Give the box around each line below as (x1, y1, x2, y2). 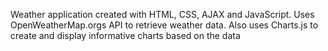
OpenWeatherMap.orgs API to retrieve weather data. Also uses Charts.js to (10, 19, 319, 31)
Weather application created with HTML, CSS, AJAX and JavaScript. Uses (10, 9, 315, 20)
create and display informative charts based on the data (10, 30, 241, 41)
